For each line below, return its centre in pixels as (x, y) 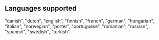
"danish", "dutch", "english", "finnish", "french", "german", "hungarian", (79, 21)
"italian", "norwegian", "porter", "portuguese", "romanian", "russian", (77, 26)
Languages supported (41, 8)
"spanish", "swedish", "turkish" (37, 32)
